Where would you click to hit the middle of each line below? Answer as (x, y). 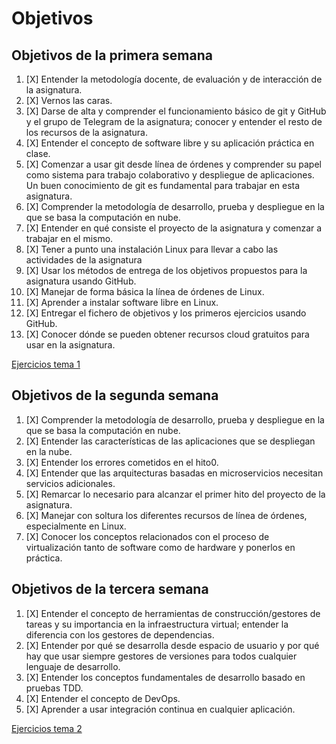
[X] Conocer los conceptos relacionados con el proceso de (147, 536)
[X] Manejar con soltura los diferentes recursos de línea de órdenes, (166, 515)
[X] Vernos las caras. (69, 100)
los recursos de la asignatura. (87, 132)
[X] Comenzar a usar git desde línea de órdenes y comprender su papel (173, 164)
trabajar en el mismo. (69, 238)
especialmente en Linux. (76, 526)
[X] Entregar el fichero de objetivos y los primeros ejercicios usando (166, 313)
